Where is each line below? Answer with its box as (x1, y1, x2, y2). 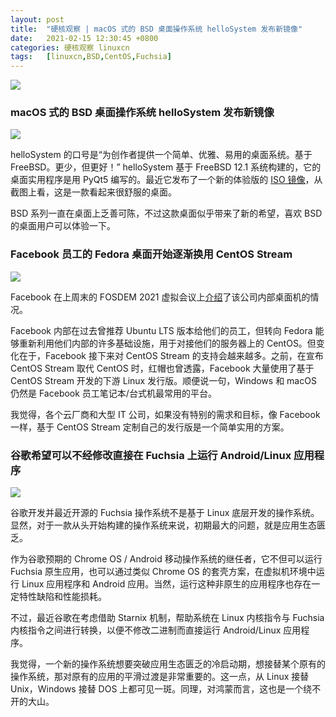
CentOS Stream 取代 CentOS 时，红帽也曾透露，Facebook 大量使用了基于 (10, 362, 315, 374)
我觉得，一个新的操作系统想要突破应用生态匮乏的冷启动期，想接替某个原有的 (10, 658, 326, 670)
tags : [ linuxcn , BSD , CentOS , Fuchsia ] (10, 52, 172, 62)
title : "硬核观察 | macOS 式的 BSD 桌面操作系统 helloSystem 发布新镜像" (10, 24, 303, 34)
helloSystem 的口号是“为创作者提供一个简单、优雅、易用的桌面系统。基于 (10, 149, 313, 161)
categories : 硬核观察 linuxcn (10, 42, 130, 53)
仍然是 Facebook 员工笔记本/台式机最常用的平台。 (10, 387, 217, 399)
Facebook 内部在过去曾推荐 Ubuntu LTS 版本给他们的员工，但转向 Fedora (10, 324, 313, 336)
